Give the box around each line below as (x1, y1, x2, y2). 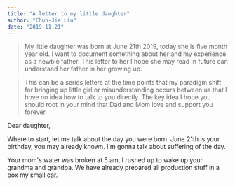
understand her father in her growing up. (24, 64, 142, 73)
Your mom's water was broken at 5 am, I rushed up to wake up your (7, 156, 203, 164)
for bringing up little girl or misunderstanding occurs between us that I (24, 85, 227, 94)
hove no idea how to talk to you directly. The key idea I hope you (24, 93, 211, 101)
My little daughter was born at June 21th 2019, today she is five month (24, 43, 228, 51)
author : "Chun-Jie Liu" (7, 17, 77, 24)
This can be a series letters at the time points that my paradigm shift (24, 78, 222, 87)
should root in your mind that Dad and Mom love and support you (24, 101, 213, 109)
